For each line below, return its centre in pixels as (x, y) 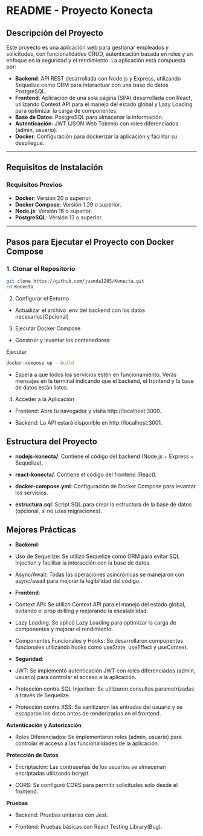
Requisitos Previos (34, 185)
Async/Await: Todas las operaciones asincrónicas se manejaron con (100, 574)
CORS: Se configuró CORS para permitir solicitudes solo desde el (96, 785)
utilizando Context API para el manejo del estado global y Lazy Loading (104, 104)
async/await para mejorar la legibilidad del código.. (79, 581)
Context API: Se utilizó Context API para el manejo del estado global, (100, 604)
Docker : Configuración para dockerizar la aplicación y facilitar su (96, 136)
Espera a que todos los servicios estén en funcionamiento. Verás (96, 374)
